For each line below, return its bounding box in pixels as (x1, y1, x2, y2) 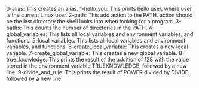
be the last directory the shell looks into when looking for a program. (6, 18, 174, 25)
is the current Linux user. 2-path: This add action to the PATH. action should (6, 11, 193, 19)
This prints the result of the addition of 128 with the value (48, 56, 189, 63)
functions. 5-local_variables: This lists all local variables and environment (6, 37, 186, 44)
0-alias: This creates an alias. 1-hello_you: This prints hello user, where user (6, 5, 192, 12)
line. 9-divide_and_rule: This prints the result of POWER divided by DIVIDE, (6, 69, 190, 75)
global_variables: (6, 31, 48, 38)
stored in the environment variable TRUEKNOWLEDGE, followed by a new (6, 62, 187, 69)
